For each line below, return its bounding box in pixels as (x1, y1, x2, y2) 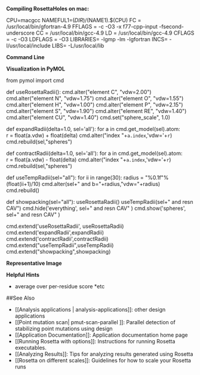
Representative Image (6, 260, 62, 267)
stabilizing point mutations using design (14, 325, 113, 332)
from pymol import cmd (6, 77, 64, 84)
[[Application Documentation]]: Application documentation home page (14, 331, 188, 339)
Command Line (6, 54, 45, 60)
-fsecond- (159, 23, 184, 30)
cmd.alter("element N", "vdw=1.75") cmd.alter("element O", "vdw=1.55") (6, 95, 184, 102)
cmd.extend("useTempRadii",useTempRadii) (6, 242, 114, 249)
